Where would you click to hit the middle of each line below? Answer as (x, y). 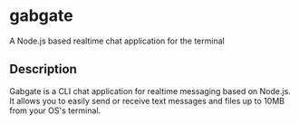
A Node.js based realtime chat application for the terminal (117, 41)
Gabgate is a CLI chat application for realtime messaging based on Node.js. (150, 91)
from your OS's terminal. (55, 111)
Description (43, 69)
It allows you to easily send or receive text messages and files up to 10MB (147, 101)
